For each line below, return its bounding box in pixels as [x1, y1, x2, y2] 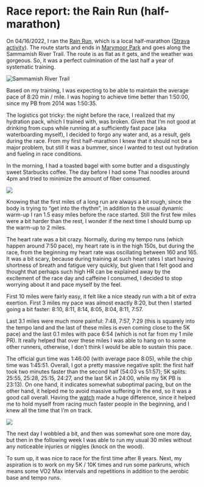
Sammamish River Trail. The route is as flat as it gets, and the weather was [6, 50, 194, 57]
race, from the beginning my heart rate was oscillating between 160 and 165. [6, 248, 199, 256]
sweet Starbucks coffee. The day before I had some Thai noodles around [6, 168, 190, 176]
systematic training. [6, 63, 56, 71]
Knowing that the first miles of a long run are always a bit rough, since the [6, 198, 192, 205]
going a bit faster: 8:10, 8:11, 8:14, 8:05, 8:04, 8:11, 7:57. [6, 305, 143, 313]
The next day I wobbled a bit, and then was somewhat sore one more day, [6, 430, 192, 437]
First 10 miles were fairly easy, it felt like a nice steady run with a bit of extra [6, 292, 196, 300]
